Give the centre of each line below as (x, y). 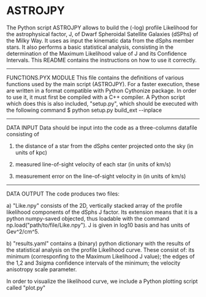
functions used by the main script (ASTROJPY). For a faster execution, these (103, 84)
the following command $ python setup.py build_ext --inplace (84, 110)
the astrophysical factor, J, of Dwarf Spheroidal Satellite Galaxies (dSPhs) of (102, 34)
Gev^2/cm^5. (23, 231)
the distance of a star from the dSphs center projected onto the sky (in (104, 146)
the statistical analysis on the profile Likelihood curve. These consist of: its (101, 250)
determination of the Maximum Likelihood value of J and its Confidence (97, 53)
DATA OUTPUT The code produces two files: (63, 194)
